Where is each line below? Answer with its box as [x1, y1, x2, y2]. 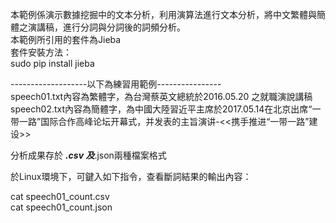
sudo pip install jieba [10, 58, 95, 69]
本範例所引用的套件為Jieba [10, 34, 122, 45]
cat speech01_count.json [10, 201, 113, 213]
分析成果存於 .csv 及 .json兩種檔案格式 [10, 149, 167, 161]
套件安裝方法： [10, 46, 72, 58]
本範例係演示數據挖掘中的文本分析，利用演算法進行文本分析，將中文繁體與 [10, 9, 317, 20]
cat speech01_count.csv [10, 191, 110, 202]
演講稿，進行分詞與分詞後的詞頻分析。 [27, 21, 186, 33]
